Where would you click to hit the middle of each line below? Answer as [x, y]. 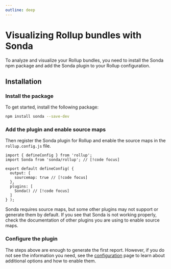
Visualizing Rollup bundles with [74, 35]
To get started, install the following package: [52, 107]
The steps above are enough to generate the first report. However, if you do [85, 250]
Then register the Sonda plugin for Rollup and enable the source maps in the [86, 141]
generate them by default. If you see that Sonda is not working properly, [81, 215]
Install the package [29, 96]
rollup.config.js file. [28, 146]
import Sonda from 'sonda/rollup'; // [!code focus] [63, 160]
